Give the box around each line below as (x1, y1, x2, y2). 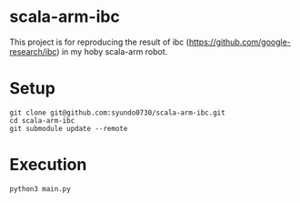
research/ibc (9, 46, 57, 56)
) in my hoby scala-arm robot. (55, 46, 168, 56)
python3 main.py (9, 184, 71, 193)
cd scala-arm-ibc (9, 116, 75, 125)
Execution (9, 155, 87, 175)
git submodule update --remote (9, 124, 128, 133)
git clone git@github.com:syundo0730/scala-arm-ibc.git (9, 107, 225, 117)
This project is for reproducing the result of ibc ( (9, 36, 189, 47)
